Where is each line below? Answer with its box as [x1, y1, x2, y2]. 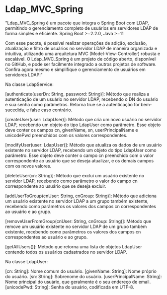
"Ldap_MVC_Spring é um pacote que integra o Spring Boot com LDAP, [5, 20, 149, 26]
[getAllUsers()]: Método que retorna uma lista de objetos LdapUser [5, 243, 143, 249]
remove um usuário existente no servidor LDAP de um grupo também [5, 223, 147, 229]
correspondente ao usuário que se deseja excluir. [5, 183, 106, 189]
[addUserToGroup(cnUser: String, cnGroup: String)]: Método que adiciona [5, 193, 157, 199]
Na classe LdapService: [5, 81, 54, 87]
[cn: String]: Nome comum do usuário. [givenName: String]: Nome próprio [5, 268, 157, 274]
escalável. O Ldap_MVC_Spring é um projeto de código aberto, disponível [5, 56, 156, 62]
